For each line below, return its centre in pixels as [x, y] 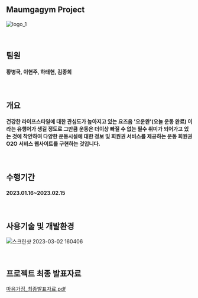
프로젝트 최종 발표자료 [44, 273]
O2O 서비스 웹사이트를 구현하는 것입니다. [53, 144]
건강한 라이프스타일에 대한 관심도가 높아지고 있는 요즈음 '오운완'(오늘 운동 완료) [96, 121]
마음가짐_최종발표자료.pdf [36, 289]
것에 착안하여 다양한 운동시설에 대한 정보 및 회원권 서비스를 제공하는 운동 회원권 [102, 136]
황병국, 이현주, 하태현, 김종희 [39, 72]
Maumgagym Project [46, 10]
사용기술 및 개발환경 [40, 226]
